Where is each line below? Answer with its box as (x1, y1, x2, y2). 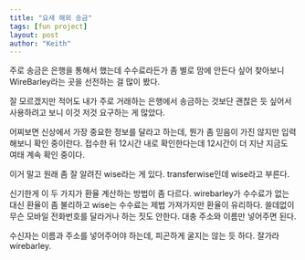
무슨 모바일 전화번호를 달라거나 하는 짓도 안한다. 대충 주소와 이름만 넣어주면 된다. (9, 211, 297, 222)
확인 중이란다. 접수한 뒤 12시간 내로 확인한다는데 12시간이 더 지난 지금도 (33, 138, 289, 149)
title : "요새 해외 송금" (9, 13, 93, 23)
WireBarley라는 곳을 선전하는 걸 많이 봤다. (9, 77, 161, 88)
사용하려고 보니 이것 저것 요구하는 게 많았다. (9, 107, 166, 119)
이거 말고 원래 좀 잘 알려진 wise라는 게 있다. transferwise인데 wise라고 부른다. (9, 169, 290, 180)
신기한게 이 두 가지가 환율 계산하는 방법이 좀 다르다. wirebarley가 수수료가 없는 (9, 188, 290, 199)
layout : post (9, 30, 59, 39)
